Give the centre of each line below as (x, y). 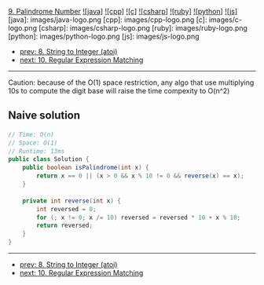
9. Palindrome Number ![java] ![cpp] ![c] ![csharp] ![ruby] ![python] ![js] (123, 11)
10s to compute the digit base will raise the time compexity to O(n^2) (119, 91)
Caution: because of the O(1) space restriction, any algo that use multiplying (131, 82)
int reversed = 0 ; (66, 209)
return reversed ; (64, 226)
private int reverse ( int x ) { (72, 201)
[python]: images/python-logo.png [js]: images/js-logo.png (104, 36)
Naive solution (44, 116)
